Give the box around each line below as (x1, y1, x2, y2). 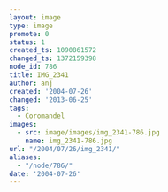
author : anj (9, 79, 53, 88)
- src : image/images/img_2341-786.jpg (17, 128, 161, 137)
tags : (9, 104, 29, 112)
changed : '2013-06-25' (9, 95, 93, 104)
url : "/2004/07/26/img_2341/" (9, 144, 121, 153)
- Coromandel (17, 111, 65, 120)
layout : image (9, 12, 62, 22)
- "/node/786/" (17, 161, 73, 170)
